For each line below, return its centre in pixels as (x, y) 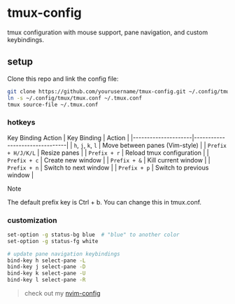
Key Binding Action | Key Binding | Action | (68, 137)
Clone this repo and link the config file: (63, 78)
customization (32, 220)
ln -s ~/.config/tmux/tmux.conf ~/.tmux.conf (74, 98)
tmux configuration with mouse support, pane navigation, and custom (108, 32)
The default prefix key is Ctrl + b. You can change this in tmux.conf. (104, 202)
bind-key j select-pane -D (47, 267)
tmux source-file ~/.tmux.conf (53, 104)
